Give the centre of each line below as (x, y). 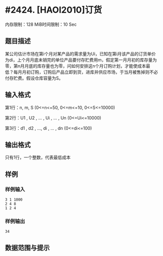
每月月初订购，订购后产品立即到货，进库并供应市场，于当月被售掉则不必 (86, 72)
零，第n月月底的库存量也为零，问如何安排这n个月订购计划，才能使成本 (76, 66)
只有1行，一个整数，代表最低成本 (38, 157)
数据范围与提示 (27, 247)
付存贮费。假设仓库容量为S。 (34, 78)
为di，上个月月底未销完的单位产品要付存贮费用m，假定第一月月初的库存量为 (81, 60)
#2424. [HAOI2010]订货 (54, 10)
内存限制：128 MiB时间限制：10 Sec (41, 24)
